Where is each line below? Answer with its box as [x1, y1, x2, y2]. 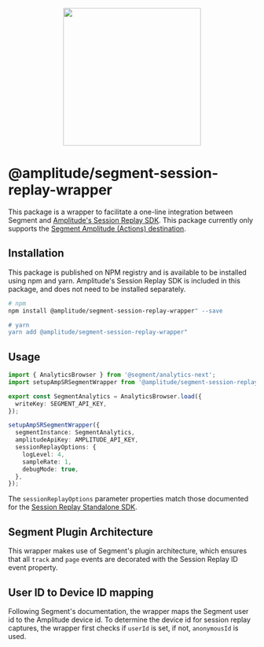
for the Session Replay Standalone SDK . [8, 502, 137, 512]
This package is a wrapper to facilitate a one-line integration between [8, 207, 233, 216]
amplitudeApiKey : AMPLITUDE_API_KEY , [15, 436, 139, 444]
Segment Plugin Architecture [8, 525, 153, 538]
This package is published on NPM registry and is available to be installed [8, 268, 247, 277]
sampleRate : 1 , [22, 457, 72, 466]
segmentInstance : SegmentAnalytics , [15, 429, 135, 437]
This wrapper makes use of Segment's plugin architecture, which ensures [8, 546, 247, 556]
